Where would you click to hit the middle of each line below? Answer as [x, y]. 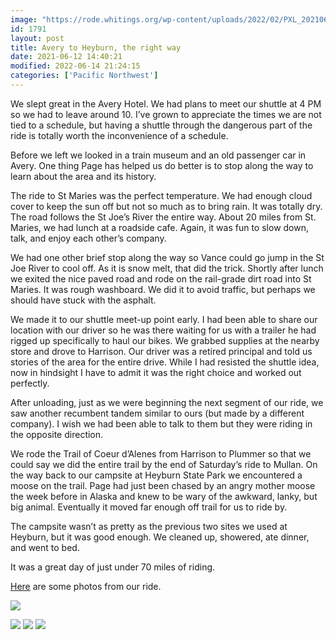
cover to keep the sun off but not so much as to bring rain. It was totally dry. [166, 206]
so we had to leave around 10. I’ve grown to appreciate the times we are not [166, 114]
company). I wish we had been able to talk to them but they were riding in [161, 423]
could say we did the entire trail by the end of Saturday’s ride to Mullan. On [164, 464]
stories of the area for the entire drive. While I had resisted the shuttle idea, [165, 362]
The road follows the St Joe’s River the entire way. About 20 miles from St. [163, 217]
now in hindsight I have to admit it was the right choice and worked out [156, 372]
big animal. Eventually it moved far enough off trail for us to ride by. [149, 507]
